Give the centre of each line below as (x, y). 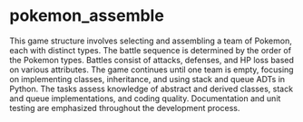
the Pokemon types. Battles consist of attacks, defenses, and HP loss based (152, 60)
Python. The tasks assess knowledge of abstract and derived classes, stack (151, 89)
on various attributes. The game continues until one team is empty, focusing (151, 70)
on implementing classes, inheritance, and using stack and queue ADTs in (147, 79)
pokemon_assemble (87, 16)
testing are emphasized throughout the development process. (125, 108)
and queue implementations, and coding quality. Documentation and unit (145, 98)
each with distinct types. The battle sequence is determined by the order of (151, 50)
